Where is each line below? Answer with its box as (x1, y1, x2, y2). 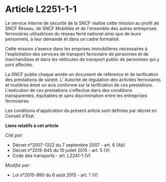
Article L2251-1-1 (5, 3, 77, 15)
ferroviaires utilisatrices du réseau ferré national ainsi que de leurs (5, 30, 141, 36)
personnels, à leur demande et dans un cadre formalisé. (5, 36, 120, 42)
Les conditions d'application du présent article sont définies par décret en (5, 107, 157, 113)
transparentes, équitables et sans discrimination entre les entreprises (5, 92, 148, 98)
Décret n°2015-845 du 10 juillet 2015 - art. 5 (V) (12, 147, 110, 153)
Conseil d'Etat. (5, 112, 35, 118)
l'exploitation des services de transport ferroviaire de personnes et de (5, 51, 149, 57)
